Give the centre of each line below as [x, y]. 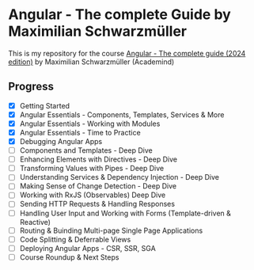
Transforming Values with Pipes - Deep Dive [92, 169]
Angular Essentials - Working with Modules [90, 124]
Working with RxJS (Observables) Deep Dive [93, 195]
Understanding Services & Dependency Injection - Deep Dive [119, 177]
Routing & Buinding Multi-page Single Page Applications [111, 230]
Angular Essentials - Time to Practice [80, 132]
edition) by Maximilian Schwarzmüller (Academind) [91, 62]
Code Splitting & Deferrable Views [75, 239]
